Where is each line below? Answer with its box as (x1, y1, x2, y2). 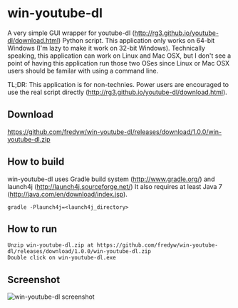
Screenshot (7, 273, 61, 286)
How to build (7, 155, 65, 168)
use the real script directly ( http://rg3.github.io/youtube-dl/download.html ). (7, 88, 228, 96)
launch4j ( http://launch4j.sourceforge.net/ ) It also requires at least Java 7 (7, 182, 223, 190)
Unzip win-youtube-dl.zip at (7, 242, 94, 249)
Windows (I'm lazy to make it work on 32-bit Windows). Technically (7, 43, 205, 52)
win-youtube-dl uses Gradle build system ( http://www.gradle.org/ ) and (7, 175, 215, 183)
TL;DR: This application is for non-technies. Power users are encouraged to (7, 80, 229, 88)
